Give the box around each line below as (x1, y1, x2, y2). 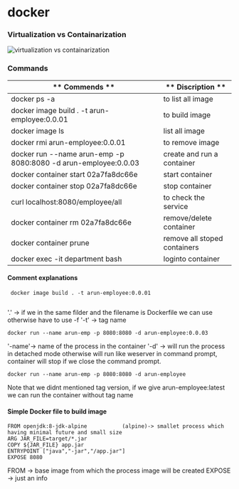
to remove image (163, 137, 220, 147)
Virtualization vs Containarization (7, 30, 127, 40)
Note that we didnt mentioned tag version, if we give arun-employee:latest (7, 383, 225, 392)
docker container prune (11, 237, 90, 247)
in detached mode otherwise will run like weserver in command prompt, (7, 349, 218, 358)
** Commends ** (52, 82, 115, 92)
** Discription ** (165, 82, 226, 92)
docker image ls (11, 126, 65, 136)
